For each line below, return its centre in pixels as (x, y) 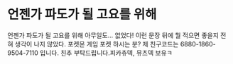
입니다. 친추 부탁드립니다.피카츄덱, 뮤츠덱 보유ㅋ (106, 53)
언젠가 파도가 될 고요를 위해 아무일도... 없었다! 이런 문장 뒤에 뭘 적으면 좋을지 (113, 35)
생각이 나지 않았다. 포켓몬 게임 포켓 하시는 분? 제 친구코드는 (97, 44)
